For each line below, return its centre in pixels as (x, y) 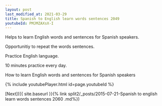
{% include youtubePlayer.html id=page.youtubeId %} (60, 85)
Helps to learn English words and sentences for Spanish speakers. (72, 37)
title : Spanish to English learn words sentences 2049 (62, 19)
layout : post (18, 10)
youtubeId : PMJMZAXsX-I (29, 23)
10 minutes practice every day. (36, 65)
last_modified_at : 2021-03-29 (36, 14)
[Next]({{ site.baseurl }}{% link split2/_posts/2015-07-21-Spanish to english (81, 94)
